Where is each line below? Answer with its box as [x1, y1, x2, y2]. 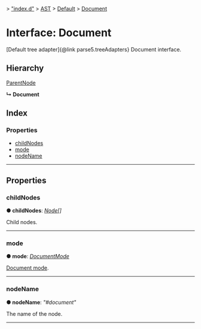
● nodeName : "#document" [6, 298, 77, 306]
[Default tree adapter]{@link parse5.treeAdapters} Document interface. [6, 46, 181, 53]
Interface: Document [6, 26, 112, 40]
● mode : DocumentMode [6, 253, 70, 260]
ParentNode [6, 79, 36, 86]
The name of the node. [6, 310, 63, 317]
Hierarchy [6, 63, 44, 74]
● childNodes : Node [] [6, 207, 62, 215]
